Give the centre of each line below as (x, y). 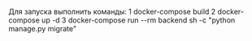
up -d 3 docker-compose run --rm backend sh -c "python (139, 20)
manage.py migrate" (43, 29)
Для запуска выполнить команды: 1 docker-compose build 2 (112, 12)
